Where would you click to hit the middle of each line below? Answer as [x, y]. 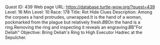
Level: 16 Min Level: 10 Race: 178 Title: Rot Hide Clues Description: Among [79, 12]
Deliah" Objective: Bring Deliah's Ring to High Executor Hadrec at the [74, 32]
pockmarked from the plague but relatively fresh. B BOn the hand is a [73, 22]
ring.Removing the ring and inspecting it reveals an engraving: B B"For [74, 27]
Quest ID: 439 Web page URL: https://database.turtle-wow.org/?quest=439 [80, 7]
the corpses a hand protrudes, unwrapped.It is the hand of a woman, [73, 17]
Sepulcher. [16, 37]
